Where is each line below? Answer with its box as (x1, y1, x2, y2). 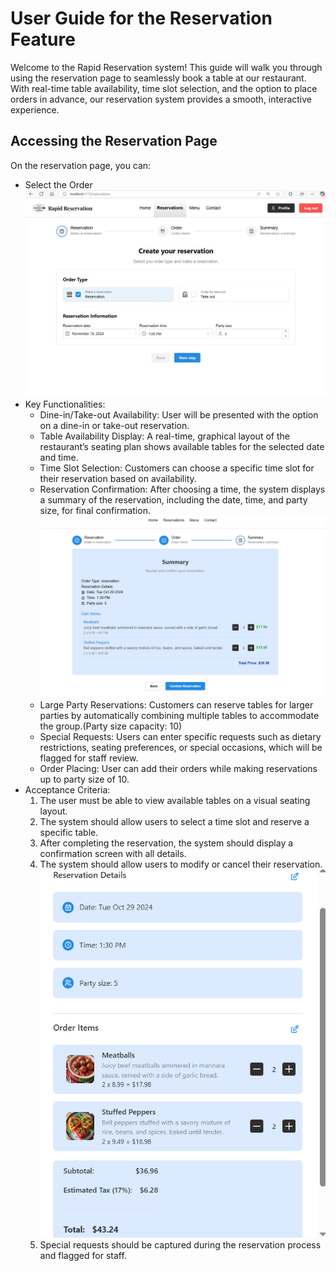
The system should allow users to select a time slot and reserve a (39, 815, 310, 827)
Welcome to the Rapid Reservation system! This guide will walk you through (10, 61, 323, 73)
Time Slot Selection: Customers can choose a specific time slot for (39, 462, 315, 474)
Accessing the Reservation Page (10, 133, 218, 150)
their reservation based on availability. (39, 473, 197, 485)
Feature (10, 28, 76, 51)
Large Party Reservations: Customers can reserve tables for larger (39, 698, 314, 711)
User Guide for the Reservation (10, 7, 273, 30)
